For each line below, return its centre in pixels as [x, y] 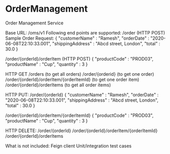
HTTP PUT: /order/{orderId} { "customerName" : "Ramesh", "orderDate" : [82, 95]
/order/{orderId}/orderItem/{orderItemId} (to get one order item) [72, 79]
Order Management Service [34, 23]
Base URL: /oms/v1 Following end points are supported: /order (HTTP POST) [85, 33]
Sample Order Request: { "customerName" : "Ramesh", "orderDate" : [77, 38]
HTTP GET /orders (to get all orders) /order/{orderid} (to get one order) [80, 74]
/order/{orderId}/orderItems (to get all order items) [58, 85]
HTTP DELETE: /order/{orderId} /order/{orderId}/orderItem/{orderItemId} [81, 131]
